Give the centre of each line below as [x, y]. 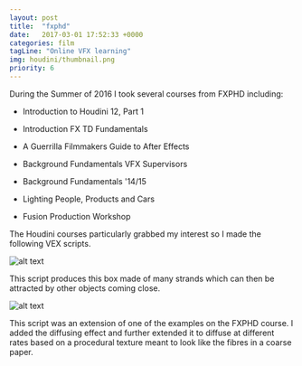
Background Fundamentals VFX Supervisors [105, 164]
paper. [21, 352]
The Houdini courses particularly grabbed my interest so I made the [136, 234]
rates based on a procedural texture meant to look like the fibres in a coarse [151, 342]
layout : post [34, 18]
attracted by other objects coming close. [85, 288]
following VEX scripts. [50, 243]
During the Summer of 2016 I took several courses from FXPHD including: [146, 94]
